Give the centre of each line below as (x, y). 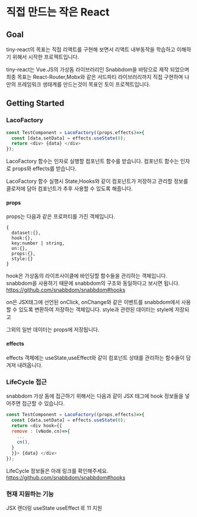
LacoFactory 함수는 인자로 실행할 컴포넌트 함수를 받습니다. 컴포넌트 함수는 (93, 161)
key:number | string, (38, 243)
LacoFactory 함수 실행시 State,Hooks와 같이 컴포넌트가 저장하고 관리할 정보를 (97, 181)
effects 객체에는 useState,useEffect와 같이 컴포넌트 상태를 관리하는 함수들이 (96, 357)
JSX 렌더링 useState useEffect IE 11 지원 (54, 508)
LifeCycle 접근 (27, 382)
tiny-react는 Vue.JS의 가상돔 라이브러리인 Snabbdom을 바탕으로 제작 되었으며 (98, 69)
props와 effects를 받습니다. (45, 169)
